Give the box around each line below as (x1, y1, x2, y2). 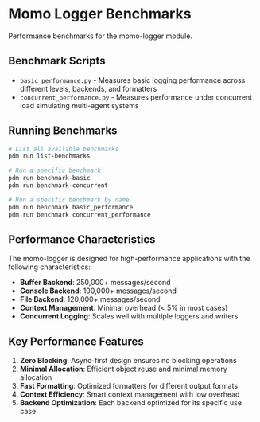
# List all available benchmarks (8, 145, 119, 153)
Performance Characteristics (8, 232, 156, 246)
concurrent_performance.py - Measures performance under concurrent (19, 92, 253, 102)
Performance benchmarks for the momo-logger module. (8, 31, 193, 41)
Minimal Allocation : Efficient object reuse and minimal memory (19, 364, 228, 374)
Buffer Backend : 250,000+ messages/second (19, 278, 171, 287)
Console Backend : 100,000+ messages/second (19, 286, 177, 295)
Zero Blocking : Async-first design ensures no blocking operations (19, 356, 237, 365)
